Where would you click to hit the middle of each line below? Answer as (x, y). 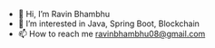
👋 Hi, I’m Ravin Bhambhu (64, 14)
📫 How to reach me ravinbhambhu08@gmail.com (112, 34)
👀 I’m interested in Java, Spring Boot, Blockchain (108, 24)
